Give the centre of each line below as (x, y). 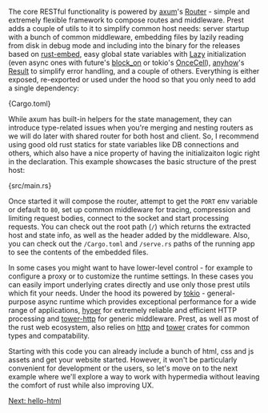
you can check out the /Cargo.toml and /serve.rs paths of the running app (132, 244)
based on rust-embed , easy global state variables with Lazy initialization (127, 54)
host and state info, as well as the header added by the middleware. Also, (129, 235)
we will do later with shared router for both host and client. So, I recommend (134, 136)
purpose (22, 302)
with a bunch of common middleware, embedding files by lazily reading (126, 37)
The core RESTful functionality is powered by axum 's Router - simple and (129, 12)
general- (221, 293)
